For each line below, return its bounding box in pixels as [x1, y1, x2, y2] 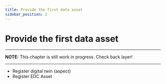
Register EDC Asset [12, 74, 52, 80]
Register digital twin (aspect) [12, 68, 71, 74]
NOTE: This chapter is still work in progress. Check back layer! [5, 54, 133, 60]
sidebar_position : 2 [5, 12, 48, 17]
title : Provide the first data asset [5, 7, 83, 12]
